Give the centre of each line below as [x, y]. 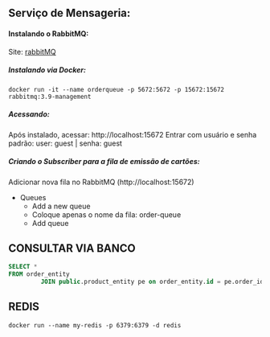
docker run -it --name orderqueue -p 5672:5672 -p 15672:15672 [117, 89]
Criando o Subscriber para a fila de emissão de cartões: [104, 162]
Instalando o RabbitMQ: [49, 33]
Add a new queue [61, 206]
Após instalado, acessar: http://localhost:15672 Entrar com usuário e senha [133, 134]
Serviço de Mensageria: [70, 13]
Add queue [50, 223]
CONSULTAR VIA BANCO [72, 248]
